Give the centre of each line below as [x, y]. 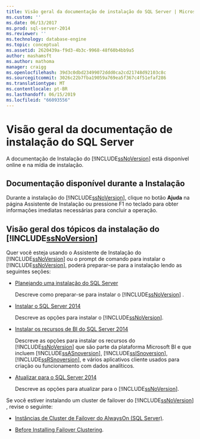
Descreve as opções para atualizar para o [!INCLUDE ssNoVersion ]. [97, 389]
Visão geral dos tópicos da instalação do [83, 229]
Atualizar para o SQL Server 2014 [56, 377]
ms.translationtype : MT [36, 84]
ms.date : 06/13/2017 [32, 23]
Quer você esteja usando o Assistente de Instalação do [74, 252]
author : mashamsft [29, 56]
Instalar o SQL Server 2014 [48, 306]
